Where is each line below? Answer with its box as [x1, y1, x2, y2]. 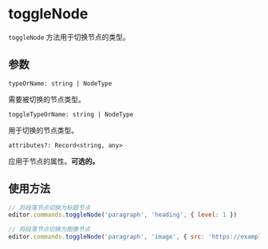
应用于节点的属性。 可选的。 [8, 156, 100, 166]
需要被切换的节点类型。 [8, 94, 85, 104]
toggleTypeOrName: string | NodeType [8, 110, 134, 118]
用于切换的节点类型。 [8, 125, 78, 135]
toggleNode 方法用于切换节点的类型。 [8, 32, 130, 41]
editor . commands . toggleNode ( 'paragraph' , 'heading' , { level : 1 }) [8, 211, 238, 219]
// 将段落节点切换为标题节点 [8, 204, 91, 211]
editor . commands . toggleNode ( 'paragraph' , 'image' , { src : [8, 233, 205, 241]
